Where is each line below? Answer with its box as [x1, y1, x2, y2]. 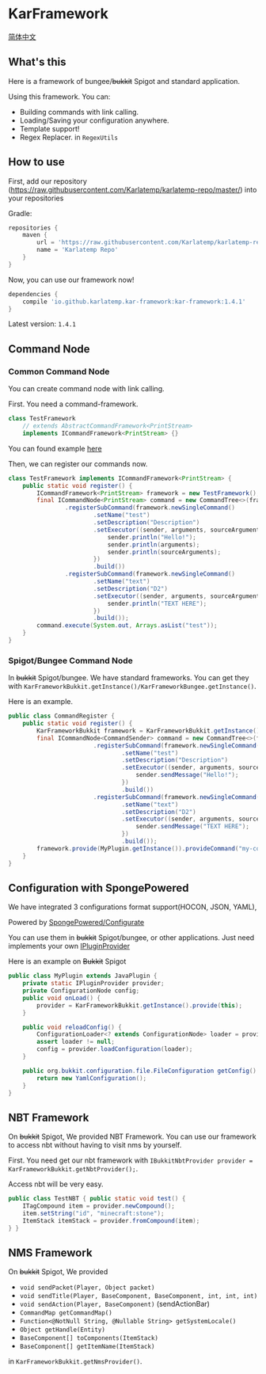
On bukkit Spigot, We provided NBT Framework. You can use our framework [8, 1132, 256, 1141]
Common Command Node [8, 366, 110, 377]
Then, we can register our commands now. [8, 459, 148, 468]
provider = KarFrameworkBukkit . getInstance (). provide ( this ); [36, 1001, 243, 1010]
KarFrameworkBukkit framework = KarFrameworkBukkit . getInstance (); [36, 726, 264, 735]
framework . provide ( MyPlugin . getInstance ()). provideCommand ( [36, 844, 239, 852]
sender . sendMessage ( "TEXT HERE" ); [135, 823, 249, 831]
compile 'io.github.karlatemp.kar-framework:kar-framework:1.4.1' [22, 298, 246, 306]
